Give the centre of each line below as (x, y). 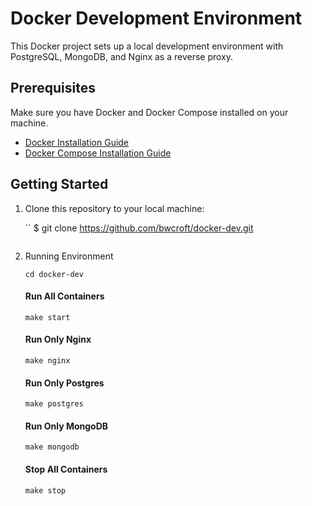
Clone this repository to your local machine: (114, 208)
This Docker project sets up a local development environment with (147, 46)
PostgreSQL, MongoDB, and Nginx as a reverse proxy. (122, 56)
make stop (45, 490)
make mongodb (52, 447)
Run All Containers (64, 296)
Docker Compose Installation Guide (98, 153)
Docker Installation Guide (77, 142)
